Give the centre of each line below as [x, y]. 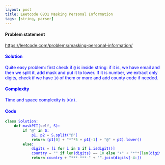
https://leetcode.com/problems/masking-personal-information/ [69, 45]
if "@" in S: [36, 130]
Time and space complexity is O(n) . [41, 100]
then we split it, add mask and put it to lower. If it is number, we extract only [82, 72]
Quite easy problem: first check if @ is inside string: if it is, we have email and [82, 67]
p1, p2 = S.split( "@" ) [55, 135]
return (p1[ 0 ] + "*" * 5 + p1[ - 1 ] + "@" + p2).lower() [86, 140]
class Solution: [22, 121]
